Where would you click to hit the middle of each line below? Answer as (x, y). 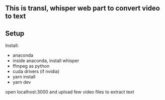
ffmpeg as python (31, 66)
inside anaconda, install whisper (46, 61)
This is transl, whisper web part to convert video (82, 8)
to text (16, 16)
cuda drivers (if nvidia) (36, 71)
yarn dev (22, 82)
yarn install (24, 77)
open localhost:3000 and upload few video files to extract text (70, 92)
